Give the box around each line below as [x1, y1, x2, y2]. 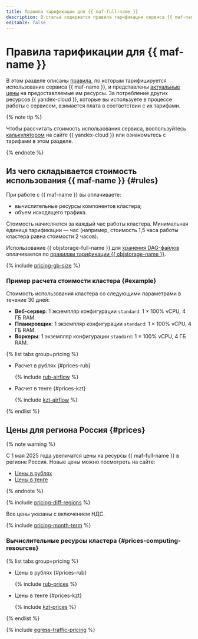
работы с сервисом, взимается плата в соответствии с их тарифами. [6, 102, 181, 109]
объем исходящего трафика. [14, 209, 87, 216]
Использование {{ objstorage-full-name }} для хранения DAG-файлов [6, 244, 180, 252]
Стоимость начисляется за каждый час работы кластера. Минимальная [6, 220, 189, 227]
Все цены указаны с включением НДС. [6, 510, 105, 517]
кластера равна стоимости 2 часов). [6, 233, 98, 240]
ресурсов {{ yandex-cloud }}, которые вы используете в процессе [6, 96, 173, 103]
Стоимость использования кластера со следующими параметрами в [6, 290, 181, 297]
